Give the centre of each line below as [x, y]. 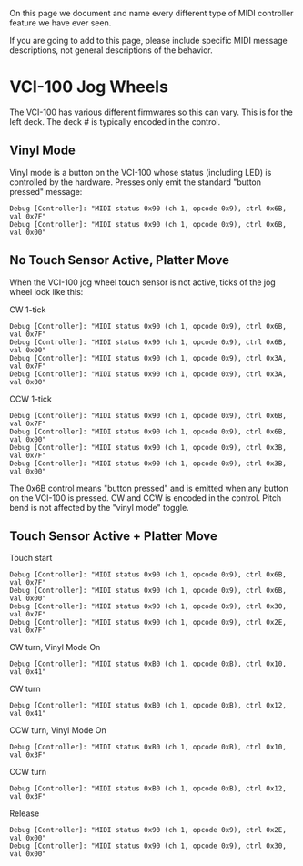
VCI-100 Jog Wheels [89, 87]
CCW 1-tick [30, 399]
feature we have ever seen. [61, 23]
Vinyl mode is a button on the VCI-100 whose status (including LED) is [141, 172]
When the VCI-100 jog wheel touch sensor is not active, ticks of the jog [142, 282]
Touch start [31, 558]
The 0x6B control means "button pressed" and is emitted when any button [149, 488]
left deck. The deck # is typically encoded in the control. [115, 121]
